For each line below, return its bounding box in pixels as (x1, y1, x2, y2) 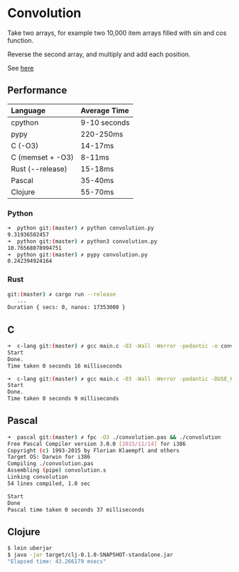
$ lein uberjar (7, 545, 53, 552)
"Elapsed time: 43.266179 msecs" (7, 558, 107, 566)
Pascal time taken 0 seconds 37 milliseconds (7, 506, 144, 514)
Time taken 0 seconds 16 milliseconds (7, 362, 122, 370)
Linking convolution (7, 474, 69, 481)
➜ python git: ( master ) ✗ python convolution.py (7, 224, 154, 232)
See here (7, 63, 34, 72)
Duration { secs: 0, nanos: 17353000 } (7, 304, 126, 311)
